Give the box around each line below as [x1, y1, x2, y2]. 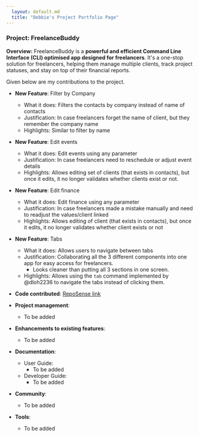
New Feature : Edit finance [14, 186, 79, 194]
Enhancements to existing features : [14, 325, 106, 332]
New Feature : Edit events [14, 138, 78, 145]
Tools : [14, 413, 31, 420]
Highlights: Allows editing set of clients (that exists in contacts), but [23, 168, 190, 176]
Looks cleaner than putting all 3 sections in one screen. [32, 266, 169, 273]
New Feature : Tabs [14, 235, 63, 242]
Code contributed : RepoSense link [14, 290, 101, 297]
